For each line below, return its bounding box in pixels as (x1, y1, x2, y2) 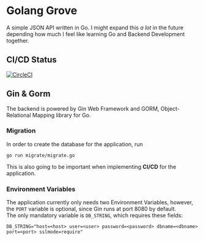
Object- (160, 105, 180, 112)
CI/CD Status (6, 54, 57, 65)
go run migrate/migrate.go (6, 152, 75, 158)
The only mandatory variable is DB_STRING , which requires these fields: (6, 212, 183, 219)
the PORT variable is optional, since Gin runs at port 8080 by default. (6, 206, 177, 213)
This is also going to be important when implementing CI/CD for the (6, 163, 177, 170)
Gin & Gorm (6, 89, 51, 99)
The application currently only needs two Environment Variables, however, (6, 199, 194, 206)
